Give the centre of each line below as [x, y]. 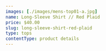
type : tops [19, 33]
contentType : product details [42, 39]
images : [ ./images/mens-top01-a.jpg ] [52, 11]
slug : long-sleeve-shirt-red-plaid [49, 28]
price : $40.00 [23, 22]
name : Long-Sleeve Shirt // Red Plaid [53, 17]
